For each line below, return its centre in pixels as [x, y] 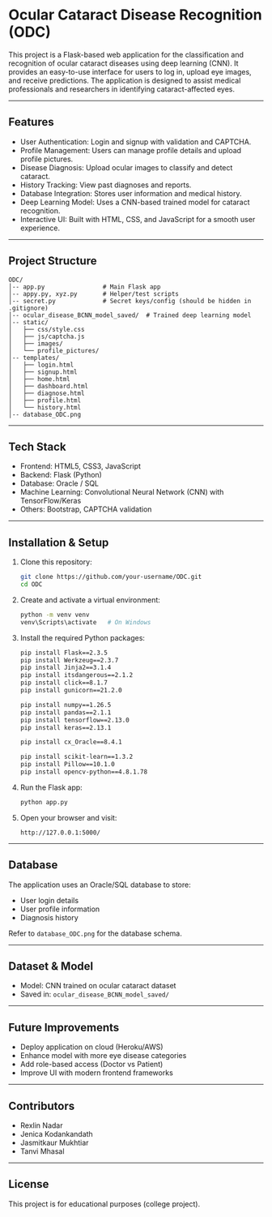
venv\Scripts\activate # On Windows [85, 622]
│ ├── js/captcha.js [47, 336]
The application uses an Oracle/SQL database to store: [100, 885]
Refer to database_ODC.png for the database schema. [95, 933]
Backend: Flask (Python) [61, 475]
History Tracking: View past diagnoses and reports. [106, 185]
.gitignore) [28, 308]
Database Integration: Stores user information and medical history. [131, 193]
